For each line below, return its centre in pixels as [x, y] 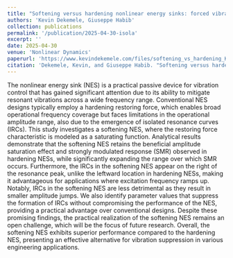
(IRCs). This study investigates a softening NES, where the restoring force [112, 129]
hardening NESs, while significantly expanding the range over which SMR [112, 158]
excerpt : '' [24, 40]
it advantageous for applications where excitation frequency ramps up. [108, 180]
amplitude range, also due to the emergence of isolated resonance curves [113, 121]
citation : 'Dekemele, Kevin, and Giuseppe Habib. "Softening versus [108, 65]
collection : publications [44, 26]
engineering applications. [43, 247]
